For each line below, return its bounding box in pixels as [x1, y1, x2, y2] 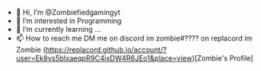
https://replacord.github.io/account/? [45, 45, 168, 54]
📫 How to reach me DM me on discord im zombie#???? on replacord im [15, 34, 253, 43]
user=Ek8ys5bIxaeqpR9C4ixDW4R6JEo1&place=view [15, 53, 193, 63]
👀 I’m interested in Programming [15, 16, 122, 26]
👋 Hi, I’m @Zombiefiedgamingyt [15, 8, 121, 17]
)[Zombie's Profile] [192, 53, 254, 63]
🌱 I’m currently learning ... [15, 25, 101, 34]
